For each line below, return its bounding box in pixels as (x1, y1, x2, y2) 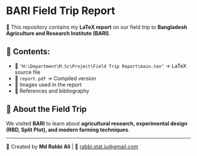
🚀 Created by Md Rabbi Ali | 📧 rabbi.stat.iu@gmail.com (6, 143, 139, 150)
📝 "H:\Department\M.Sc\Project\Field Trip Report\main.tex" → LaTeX (14, 62, 186, 69)
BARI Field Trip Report (6, 4, 116, 18)
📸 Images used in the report (14, 81, 82, 88)
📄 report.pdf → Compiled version (14, 74, 97, 82)
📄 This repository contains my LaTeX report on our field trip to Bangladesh (6, 23, 188, 30)
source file (14, 69, 41, 76)
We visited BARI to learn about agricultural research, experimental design (6, 120, 188, 127)
